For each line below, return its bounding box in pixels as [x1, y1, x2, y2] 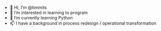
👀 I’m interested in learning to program [9, 10, 88, 15]
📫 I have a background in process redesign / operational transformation [9, 20, 157, 26]
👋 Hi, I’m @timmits [9, 5, 47, 10]
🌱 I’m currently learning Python [9, 15, 73, 20]
